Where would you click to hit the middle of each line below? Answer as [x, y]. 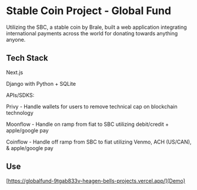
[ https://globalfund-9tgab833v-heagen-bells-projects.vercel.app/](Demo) [96, 181]
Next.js [15, 72]
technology [20, 112]
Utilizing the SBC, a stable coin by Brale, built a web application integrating [96, 27]
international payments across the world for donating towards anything [92, 33]
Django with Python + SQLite [41, 84]
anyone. [16, 39]
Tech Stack [27, 58]
